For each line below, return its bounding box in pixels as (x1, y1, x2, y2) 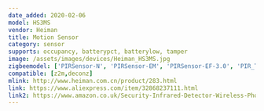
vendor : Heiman (8, 26, 58, 34)
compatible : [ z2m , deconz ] (8, 70, 93, 77)
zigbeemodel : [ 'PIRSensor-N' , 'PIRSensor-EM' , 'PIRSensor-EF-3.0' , (8, 63, 234, 70)
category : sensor (8, 41, 65, 48)
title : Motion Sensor (8, 33, 79, 41)
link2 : (8, 91, 30, 99)
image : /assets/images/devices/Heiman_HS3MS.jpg (8, 55, 170, 63)
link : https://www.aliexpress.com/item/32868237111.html (8, 84, 199, 92)
